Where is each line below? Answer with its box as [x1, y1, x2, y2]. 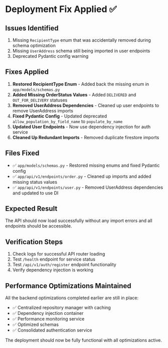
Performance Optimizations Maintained [5, 281, 131, 290]
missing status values [12, 179, 58, 185]
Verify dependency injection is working [12, 267, 94, 273]
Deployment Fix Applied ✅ [5, 4, 117, 15]
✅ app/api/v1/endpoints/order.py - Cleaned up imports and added [12, 173, 151, 179]
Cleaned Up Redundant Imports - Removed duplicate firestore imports [12, 134, 159, 140]
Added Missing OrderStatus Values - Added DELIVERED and [12, 91, 136, 97]
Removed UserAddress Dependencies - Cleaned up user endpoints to [12, 102, 159, 108]
